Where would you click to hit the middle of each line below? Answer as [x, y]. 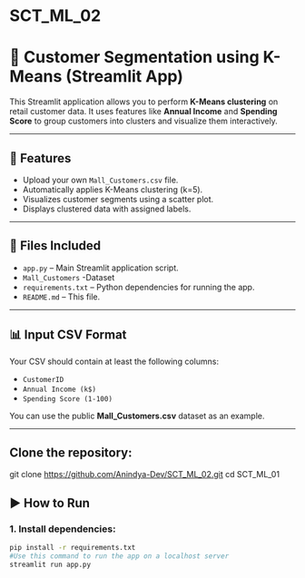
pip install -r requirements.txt [73, 548]
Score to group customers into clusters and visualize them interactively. [144, 121]
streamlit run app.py [50, 564]
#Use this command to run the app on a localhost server [119, 556]
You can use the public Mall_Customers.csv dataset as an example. [137, 416]
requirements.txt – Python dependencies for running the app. [138, 287]
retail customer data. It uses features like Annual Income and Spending [143, 112]
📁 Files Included [55, 246]
